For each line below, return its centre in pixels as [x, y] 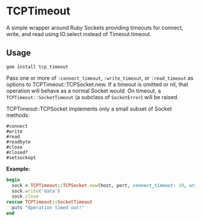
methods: [18, 115]
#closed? [17, 152]
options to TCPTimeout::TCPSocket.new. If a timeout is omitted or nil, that [97, 84]
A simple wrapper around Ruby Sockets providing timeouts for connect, [95, 28]
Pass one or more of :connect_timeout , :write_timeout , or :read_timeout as [100, 78]
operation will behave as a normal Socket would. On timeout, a [84, 91]
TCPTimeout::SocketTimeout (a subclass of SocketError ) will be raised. [93, 97]
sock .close [25, 196]
